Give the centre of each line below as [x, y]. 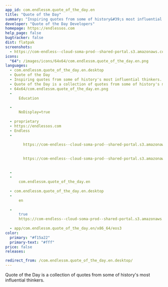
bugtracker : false [24, 38]
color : [12, 233]
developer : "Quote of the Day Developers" [50, 24]
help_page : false [23, 33]
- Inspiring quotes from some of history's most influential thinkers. [86, 79]
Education [28, 98]
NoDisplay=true [34, 112]
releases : [15, 251]
